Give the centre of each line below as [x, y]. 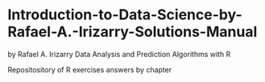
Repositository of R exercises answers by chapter [90, 69]
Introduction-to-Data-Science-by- [125, 15]
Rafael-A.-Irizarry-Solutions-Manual [132, 32]
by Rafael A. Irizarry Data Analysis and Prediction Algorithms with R [119, 54]
